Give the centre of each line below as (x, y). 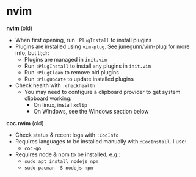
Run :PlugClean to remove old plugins (71, 72)
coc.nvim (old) (25, 123)
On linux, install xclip (60, 104)
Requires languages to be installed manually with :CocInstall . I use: (101, 141)
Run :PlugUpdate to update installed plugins (79, 79)
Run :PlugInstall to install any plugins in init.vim (88, 66)
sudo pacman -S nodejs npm (59, 168)
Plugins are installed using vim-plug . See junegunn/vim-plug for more (102, 46)
